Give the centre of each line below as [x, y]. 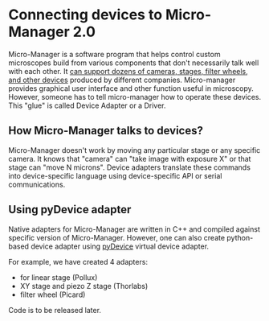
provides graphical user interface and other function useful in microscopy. [131, 88]
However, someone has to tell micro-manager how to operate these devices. [135, 97]
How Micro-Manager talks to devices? [106, 131]
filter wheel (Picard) [53, 294]
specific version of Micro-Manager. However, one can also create [117, 237]
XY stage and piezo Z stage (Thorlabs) [84, 286]
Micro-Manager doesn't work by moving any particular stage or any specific [134, 150]
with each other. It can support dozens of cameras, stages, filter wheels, [128, 71]
